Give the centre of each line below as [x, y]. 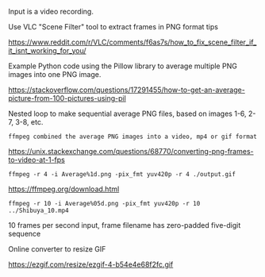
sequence [25, 234]
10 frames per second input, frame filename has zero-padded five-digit [125, 225]
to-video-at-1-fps [36, 160]
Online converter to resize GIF [57, 249]
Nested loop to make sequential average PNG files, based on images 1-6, [128, 113]
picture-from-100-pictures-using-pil [67, 98]
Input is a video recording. [51, 12]
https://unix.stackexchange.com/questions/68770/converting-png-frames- [131, 151]
